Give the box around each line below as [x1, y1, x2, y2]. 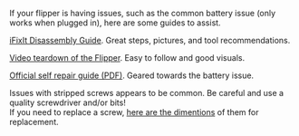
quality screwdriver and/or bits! [9, 97, 127, 108]
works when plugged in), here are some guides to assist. [9, 17, 221, 28]
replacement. [9, 117, 59, 127]
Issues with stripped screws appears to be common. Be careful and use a [9, 88, 284, 98]
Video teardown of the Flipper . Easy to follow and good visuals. [9, 53, 246, 63]
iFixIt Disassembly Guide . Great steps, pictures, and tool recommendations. [9, 35, 291, 45]
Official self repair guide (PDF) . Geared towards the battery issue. [9, 70, 255, 81]
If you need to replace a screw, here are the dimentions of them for [9, 107, 259, 117]
